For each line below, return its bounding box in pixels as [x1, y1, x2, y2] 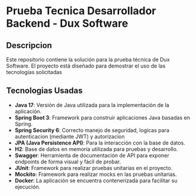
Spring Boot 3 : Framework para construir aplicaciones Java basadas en [14, 114, 191, 121]
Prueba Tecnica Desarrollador [6, 4, 156, 18]
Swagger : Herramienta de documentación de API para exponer [14, 152, 170, 159]
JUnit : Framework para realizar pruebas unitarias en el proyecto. [14, 164, 173, 171]
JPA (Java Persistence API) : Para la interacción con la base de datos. [14, 139, 185, 146]
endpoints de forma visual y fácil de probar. [14, 158, 121, 165]
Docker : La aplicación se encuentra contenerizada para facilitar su [14, 176, 178, 184]
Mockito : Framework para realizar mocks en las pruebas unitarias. [14, 171, 177, 178]
